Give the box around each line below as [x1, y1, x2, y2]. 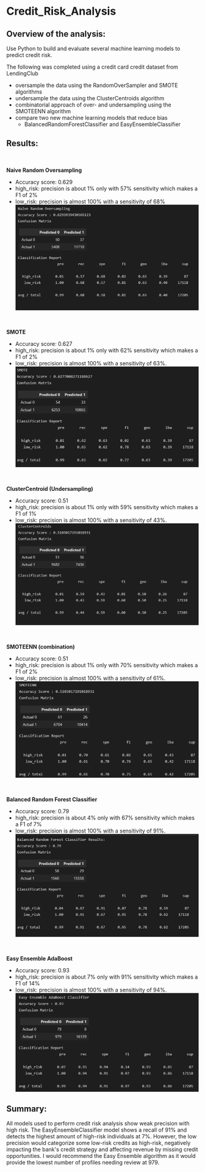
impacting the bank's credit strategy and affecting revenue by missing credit [6, 1146, 198, 1153]
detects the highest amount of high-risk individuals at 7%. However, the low [6, 1133, 197, 1140]
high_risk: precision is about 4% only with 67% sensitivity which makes [15, 814, 195, 821]
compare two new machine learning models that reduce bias [15, 114, 168, 121]
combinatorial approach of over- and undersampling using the [15, 101, 172, 108]
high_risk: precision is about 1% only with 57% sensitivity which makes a [15, 185, 198, 192]
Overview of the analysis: [6, 29, 106, 39]
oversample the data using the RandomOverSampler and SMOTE [15, 81, 178, 89]
